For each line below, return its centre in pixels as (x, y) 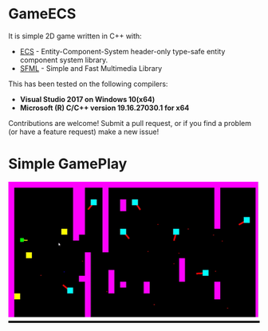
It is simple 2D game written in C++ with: (75, 36)
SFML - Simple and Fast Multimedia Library (91, 68)
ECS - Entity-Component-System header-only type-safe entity (122, 51)
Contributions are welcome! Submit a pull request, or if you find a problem (130, 123)
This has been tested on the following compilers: (88, 84)
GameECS (42, 14)
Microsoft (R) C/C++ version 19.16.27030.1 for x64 (104, 108)
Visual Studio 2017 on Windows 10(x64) (87, 99)
